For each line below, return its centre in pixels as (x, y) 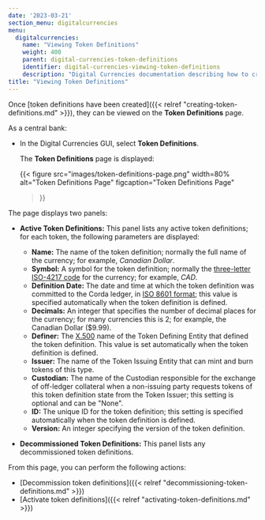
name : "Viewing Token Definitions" (81, 45)
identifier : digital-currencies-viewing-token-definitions (121, 67)
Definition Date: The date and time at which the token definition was (143, 285)
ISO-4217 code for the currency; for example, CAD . (114, 277)
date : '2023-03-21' (40, 15)
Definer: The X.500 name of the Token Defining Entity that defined (140, 336)
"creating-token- (211, 104)
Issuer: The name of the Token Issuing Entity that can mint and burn (142, 361)
